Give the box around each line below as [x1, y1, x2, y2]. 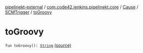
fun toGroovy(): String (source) [5, 42, 72, 48]
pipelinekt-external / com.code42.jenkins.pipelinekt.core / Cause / [5, 4, 139, 10]
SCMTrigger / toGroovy [5, 9, 52, 15]
